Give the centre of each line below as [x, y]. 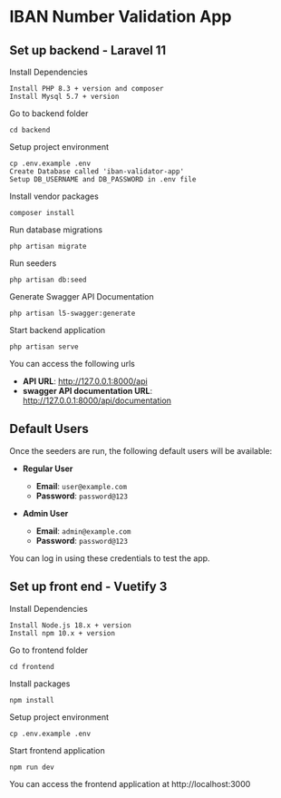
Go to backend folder [49, 113]
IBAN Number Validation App [121, 17]
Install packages [40, 684]
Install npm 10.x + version [63, 633]
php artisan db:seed [48, 280]
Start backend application [58, 330]
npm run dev [32, 767]
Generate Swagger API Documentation [82, 296]
